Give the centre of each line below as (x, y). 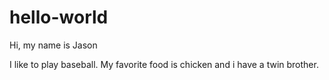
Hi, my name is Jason (53, 45)
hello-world (59, 17)
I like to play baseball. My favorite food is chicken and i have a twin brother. (164, 64)
